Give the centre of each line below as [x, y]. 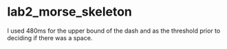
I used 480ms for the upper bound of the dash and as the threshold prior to [114, 31]
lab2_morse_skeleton [70, 12]
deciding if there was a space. [50, 37]
